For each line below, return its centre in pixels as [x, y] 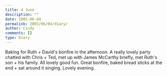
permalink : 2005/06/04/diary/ [37, 24]
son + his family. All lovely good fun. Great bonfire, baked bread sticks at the [84, 62]
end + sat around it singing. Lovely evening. [50, 67]
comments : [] [19, 33]
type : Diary [17, 38]
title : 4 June [20, 10]
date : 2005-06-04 [23, 19]
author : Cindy [20, 28]
